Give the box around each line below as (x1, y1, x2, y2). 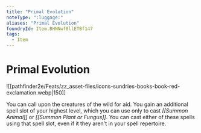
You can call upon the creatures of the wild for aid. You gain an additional (6, 101, 188, 108)
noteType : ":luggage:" (6, 14, 63, 20)
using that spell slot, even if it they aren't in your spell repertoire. (6, 120, 167, 127)
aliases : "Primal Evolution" (6, 20, 80, 26)
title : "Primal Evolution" (6, 8, 74, 15)
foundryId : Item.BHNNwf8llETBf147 (6, 25, 94, 32)
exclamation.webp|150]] (6, 88, 66, 96)
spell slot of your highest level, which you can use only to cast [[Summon (6, 107, 188, 114)
